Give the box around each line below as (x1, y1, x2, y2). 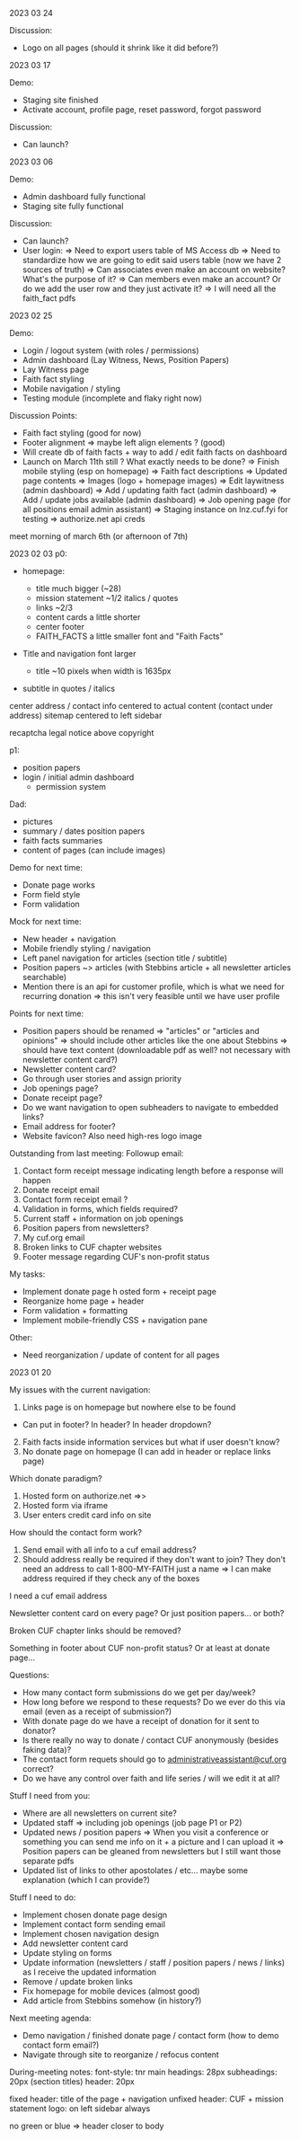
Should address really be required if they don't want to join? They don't (22, 1554, 286, 1564)
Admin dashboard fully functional (22, 191, 146, 201)
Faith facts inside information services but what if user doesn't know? (22, 1437, 280, 1447)
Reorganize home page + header (22, 1295, 145, 1306)
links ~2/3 (35, 602, 74, 613)
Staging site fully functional (22, 201, 124, 211)
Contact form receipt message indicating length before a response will (22, 1165, 284, 1176)
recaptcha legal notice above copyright (9, 728, 154, 738)
